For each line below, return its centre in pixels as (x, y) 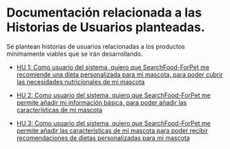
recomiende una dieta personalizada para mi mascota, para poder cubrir (119, 74)
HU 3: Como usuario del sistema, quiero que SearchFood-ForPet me (114, 123)
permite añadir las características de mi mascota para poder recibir (112, 130)
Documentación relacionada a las (104, 13)
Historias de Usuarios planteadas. (106, 27)
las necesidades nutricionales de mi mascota (80, 81)
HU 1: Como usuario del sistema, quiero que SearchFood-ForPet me (113, 67)
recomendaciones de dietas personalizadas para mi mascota (103, 138)
